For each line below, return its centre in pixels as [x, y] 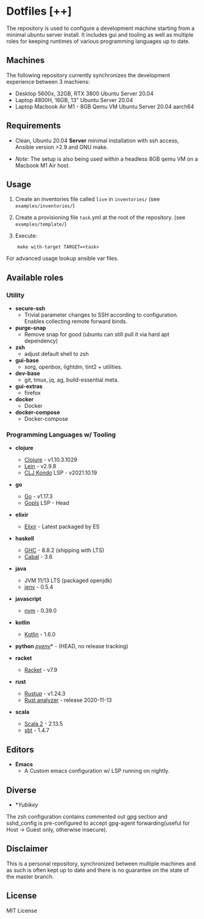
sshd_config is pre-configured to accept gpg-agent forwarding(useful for [98, 823]
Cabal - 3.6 [38, 557]
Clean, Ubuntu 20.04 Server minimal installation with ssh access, [97, 140]
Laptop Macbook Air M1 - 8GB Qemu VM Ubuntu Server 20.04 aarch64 [104, 106]
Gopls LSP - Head [47, 503]
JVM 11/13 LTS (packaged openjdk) [68, 581]
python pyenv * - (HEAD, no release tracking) [72, 646]
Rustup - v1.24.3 [45, 694]
